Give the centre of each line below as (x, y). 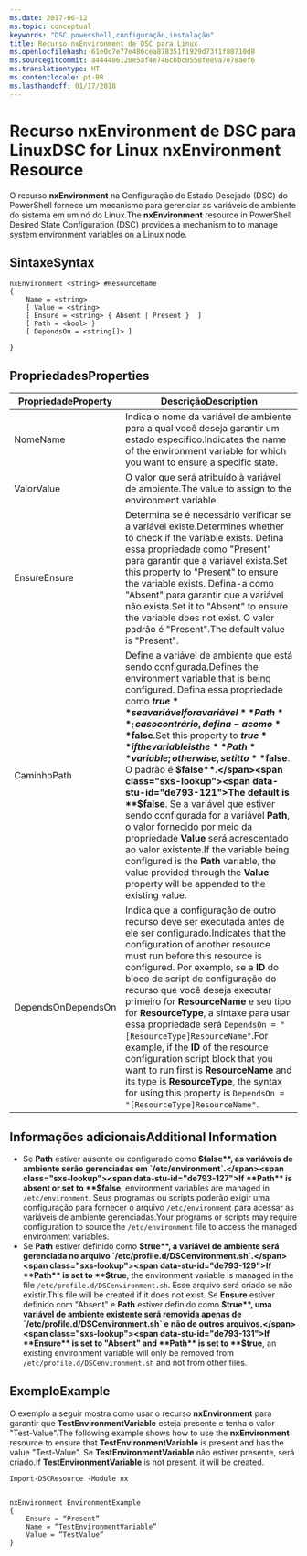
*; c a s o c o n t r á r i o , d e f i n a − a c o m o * (203, 725)
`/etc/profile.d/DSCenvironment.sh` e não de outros (123, 1324)
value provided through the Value (197, 873)
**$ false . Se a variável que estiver (200, 804)
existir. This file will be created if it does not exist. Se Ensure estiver (149, 1295)
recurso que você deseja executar (198, 990)
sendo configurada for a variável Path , (207, 816)
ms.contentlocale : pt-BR (57, 78)
